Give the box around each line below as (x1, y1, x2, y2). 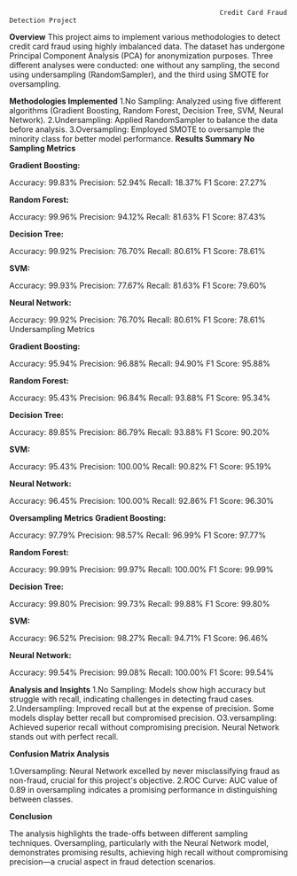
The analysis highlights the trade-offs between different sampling (9, 828, 248, 839)
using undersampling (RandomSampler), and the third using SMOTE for (9, 69, 270, 80)
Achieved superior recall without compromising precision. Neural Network (9, 722, 280, 733)
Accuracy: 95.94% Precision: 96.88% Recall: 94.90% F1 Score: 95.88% (9, 359, 271, 368)
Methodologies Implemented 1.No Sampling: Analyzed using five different (9, 96, 282, 106)
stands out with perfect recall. (9, 732, 119, 741)
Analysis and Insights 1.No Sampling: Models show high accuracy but (9, 685, 266, 694)
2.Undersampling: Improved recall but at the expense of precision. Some (9, 703, 275, 713)
